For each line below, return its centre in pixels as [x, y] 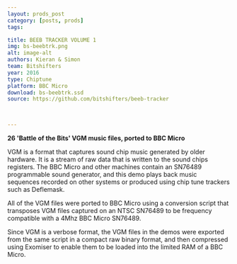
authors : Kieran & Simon [44, 60]
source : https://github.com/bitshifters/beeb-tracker [88, 99]
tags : [15, 27]
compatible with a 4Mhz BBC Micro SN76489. [74, 218]
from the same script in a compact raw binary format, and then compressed [118, 239]
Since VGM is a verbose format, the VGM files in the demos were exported [116, 232]
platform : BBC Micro [38, 86]
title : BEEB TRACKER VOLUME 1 [52, 40]
